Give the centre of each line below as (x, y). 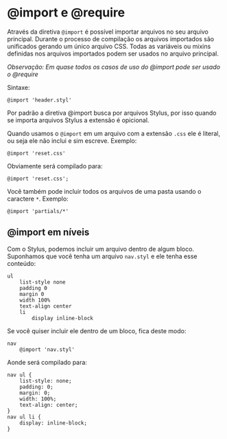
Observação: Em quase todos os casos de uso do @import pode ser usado (114, 67)
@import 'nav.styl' (47, 349)
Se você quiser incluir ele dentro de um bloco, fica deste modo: (97, 330)
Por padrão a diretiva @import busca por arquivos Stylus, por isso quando (112, 113)
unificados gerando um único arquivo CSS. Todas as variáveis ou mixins (109, 46)
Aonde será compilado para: (47, 362)
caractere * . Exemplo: (38, 199)
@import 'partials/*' (38, 211)
